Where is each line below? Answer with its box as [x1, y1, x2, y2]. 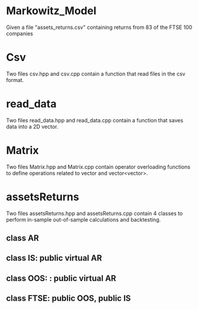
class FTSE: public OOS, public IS [6, 294, 131, 304]
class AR [6, 233, 40, 243]
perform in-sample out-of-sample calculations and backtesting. [6, 216, 161, 223]
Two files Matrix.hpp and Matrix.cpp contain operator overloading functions [6, 163, 191, 170]
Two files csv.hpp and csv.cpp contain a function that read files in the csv [6, 70, 186, 77]
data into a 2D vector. [6, 123, 59, 130]
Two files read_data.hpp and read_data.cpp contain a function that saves [6, 116, 183, 123]
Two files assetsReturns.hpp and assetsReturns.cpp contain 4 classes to [6, 210, 183, 217]
